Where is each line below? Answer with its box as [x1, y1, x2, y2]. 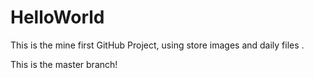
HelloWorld [10, 6, 105, 29]
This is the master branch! [10, 58, 118, 70]
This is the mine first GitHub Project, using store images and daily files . [10, 39, 305, 51]
